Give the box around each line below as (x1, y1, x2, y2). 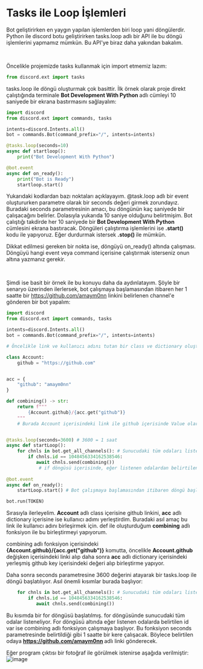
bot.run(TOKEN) (6, 498, 45, 504)
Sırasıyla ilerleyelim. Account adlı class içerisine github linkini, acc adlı (6, 509, 182, 517)
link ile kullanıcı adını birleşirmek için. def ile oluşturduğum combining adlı (6, 522, 190, 529)
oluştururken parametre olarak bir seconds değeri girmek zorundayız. (6, 199, 179, 206)
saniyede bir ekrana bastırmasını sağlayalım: (6, 97, 117, 105)
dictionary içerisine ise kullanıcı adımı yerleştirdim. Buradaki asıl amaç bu (6, 516, 188, 523)
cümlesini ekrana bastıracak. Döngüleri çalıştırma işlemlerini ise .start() (6, 224, 184, 232)
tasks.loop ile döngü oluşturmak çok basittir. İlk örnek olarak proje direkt (6, 85, 186, 92)
